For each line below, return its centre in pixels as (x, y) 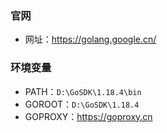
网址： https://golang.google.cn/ (90, 39)
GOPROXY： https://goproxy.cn (88, 116)
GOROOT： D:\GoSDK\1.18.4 (82, 104)
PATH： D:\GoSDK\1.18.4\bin (83, 91)
